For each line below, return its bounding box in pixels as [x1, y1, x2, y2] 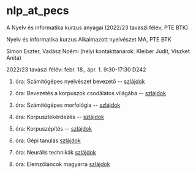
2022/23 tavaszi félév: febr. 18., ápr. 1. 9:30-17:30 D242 [6, 65, 146, 73]
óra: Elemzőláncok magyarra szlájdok [15, 160, 110, 168]
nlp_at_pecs [6, 4, 69, 18]
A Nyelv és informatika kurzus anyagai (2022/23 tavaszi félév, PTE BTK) [6, 24, 189, 31]
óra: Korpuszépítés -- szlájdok [15, 125, 92, 132]
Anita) [6, 54, 21, 61]
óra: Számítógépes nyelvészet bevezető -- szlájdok [15, 78, 145, 85]
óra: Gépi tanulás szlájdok [15, 137, 81, 144]
